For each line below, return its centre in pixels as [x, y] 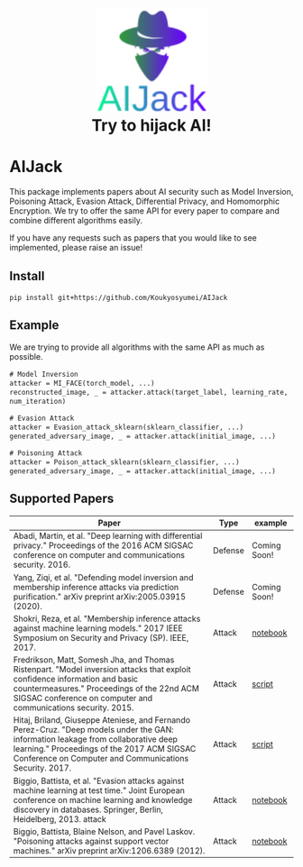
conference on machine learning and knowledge [103, 799]
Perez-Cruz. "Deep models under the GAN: [93, 730]
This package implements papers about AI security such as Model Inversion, [151, 192]
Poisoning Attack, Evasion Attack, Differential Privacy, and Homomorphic [145, 201]
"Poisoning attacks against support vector [91, 841]
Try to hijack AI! [151, 126]
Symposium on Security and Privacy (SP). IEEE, [101, 637]
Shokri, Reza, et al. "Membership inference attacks [107, 618]
